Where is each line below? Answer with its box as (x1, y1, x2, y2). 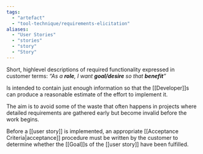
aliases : (6, 26, 29, 33)
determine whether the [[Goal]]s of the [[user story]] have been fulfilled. (6, 141, 189, 148)
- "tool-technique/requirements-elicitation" (12, 20, 131, 26)
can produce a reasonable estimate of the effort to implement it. (6, 90, 168, 98)
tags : (6, 9, 20, 15)
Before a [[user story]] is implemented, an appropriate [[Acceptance (6, 127, 179, 135)
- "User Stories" (12, 32, 56, 38)
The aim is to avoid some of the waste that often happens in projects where (6, 102, 197, 110)
